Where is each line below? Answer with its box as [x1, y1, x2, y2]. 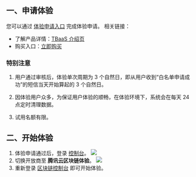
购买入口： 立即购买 [14, 42, 62, 49]
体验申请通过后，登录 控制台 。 [14, 149, 90, 156]
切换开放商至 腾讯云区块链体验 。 [14, 157, 95, 164]
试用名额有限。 [14, 113, 52, 121]
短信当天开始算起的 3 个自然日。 [27, 81, 107, 88]
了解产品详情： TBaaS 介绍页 [14, 35, 85, 42]
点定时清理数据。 [14, 101, 57, 108]
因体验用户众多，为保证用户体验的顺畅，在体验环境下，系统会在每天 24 [14, 94, 190, 101]
